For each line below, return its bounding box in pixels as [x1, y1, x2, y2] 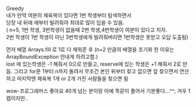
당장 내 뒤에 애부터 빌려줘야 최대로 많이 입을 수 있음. [6, 19, 125, 26]
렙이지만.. [6, 95, 28, 101]
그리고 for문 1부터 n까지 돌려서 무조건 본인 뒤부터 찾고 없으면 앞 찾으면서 [13, 68, 178, 74]
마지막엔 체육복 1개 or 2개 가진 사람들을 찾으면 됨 [16, 75, 129, 82]
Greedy [6, 5, 25, 12]
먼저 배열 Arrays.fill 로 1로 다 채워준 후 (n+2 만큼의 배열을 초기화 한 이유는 [6, 46, 174, 53]
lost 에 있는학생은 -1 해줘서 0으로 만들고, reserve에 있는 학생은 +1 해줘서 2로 [6, 60, 181, 67]
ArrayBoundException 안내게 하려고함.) [6, 53, 98, 60]
